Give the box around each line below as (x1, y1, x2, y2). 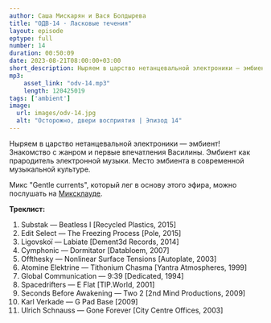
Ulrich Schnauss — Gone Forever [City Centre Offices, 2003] (20, 305, 224, 315)
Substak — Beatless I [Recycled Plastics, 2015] (20, 219, 176, 230)
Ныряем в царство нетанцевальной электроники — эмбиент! (9, 139, 220, 148)
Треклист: (9, 204, 46, 213)
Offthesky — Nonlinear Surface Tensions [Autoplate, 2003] (20, 254, 217, 263)
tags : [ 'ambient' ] (9, 94, 71, 102)
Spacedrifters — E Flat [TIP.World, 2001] (20, 280, 155, 289)
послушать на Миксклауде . (9, 188, 103, 198)
